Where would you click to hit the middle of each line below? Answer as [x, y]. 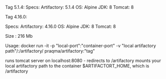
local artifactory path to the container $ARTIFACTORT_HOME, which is [77, 66]
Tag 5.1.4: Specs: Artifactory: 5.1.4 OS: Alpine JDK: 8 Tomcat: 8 [70, 7]
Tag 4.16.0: [16, 17]
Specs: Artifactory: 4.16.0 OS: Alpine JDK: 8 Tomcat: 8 [60, 26]
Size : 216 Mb [19, 36]
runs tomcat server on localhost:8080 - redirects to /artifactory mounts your [83, 61]
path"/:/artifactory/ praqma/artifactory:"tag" [50, 51]
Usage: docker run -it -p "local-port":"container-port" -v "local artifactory [81, 46]
